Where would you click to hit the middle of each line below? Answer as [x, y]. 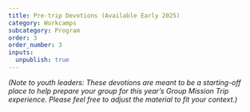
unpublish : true [42, 60]
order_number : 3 [35, 45]
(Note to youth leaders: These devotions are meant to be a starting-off [125, 82]
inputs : [21, 52]
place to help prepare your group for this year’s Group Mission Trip [119, 91]
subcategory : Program [44, 30]
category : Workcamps [43, 23]
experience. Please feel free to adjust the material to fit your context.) [123, 99]
